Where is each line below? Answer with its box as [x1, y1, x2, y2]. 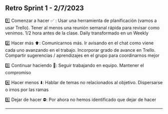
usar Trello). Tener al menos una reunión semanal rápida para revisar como [5, 24, 160, 30]
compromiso [5, 69, 31, 75]
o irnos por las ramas [5, 87, 49, 93]
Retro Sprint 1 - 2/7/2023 [5, 4, 84, 12]
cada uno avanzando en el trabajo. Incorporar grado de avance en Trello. [5, 47, 156, 53]
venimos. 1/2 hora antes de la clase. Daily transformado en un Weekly [5, 30, 149, 36]
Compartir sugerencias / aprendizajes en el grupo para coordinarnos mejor [5, 52, 160, 58]
